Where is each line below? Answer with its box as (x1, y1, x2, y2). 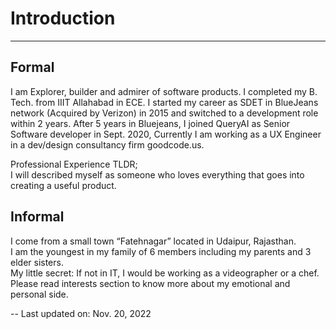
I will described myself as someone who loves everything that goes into (10, 168, 305, 181)
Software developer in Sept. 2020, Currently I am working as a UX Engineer (10, 128, 322, 140)
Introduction (10, 7, 116, 30)
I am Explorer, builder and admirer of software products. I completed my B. (10, 85, 318, 97)
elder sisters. (10, 256, 64, 268)
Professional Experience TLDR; (10, 158, 138, 170)
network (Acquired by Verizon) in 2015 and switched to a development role (10, 107, 319, 119)
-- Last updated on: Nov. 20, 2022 (10, 307, 152, 319)
